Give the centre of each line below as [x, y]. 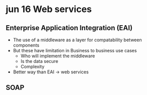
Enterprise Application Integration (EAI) [69, 28]
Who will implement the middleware [58, 56]
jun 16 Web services [49, 9]
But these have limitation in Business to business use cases [75, 51]
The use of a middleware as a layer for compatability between [77, 40]
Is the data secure [39, 61]
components [26, 45]
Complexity [33, 67]
